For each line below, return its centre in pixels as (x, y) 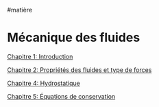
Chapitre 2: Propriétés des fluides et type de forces (79, 70)
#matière (20, 10)
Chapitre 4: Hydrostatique (44, 83)
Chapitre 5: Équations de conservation (61, 96)
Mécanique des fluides (74, 38)
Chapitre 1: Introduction (40, 56)
